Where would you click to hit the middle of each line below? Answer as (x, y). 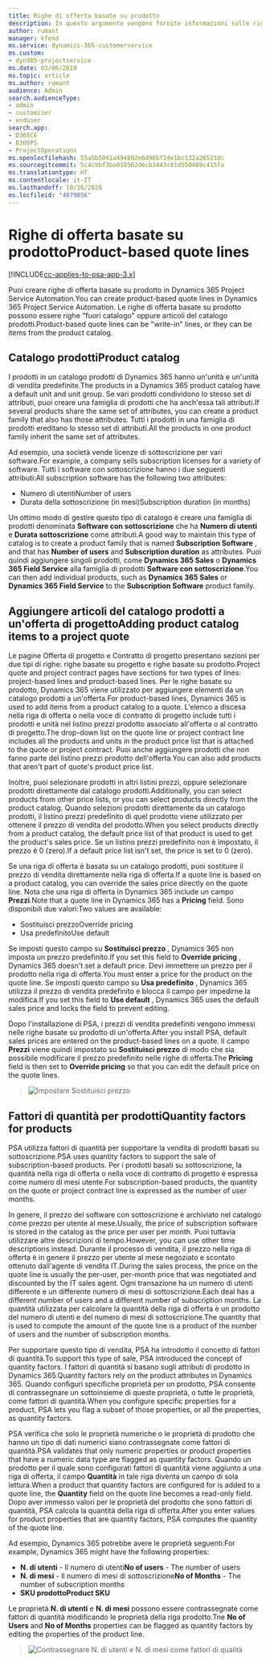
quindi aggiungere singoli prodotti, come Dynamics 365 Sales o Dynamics (133, 560)
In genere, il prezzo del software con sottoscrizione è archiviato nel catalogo (135, 1215)
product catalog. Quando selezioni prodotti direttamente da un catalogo (127, 808)
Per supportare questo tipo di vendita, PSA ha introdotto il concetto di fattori (134, 1350)
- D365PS (23, 143)
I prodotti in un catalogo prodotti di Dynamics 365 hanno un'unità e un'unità (133, 377)
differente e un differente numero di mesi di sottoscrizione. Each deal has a (132, 1292)
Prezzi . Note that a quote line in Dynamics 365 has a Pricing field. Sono (126, 900)
